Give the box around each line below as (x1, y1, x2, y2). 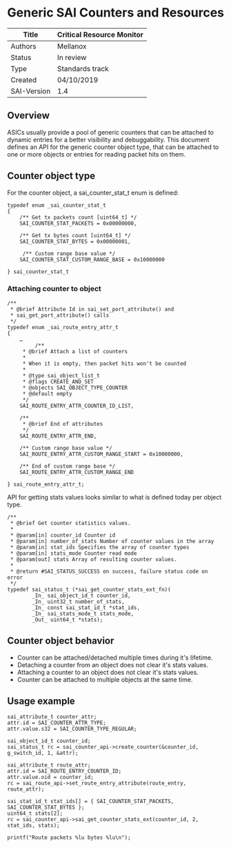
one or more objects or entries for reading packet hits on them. (7, 150, 186, 158)
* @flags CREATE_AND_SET (22, 378, 94, 385)
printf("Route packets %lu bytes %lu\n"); (7, 834, 131, 841)
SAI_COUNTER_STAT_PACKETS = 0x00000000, (19, 219, 137, 227)
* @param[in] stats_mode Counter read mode (10, 550, 137, 557)
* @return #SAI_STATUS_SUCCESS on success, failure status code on (10, 568, 208, 575)
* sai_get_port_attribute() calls (10, 312, 110, 319)
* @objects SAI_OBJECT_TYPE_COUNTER (22, 384, 128, 391)
